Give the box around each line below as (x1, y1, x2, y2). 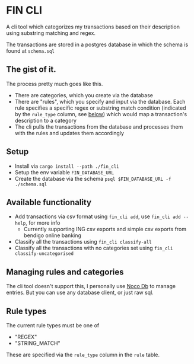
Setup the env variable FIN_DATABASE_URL (14, 168, 115, 175)
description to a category (14, 117, 77, 124)
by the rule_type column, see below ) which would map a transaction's (14, 110, 187, 117)
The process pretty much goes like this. (6, 80, 103, 87)
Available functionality (6, 197, 92, 207)
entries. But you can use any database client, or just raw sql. (6, 289, 154, 296)
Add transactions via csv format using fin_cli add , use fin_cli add (14, 213, 181, 220)
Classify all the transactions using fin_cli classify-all (14, 238, 152, 245)
